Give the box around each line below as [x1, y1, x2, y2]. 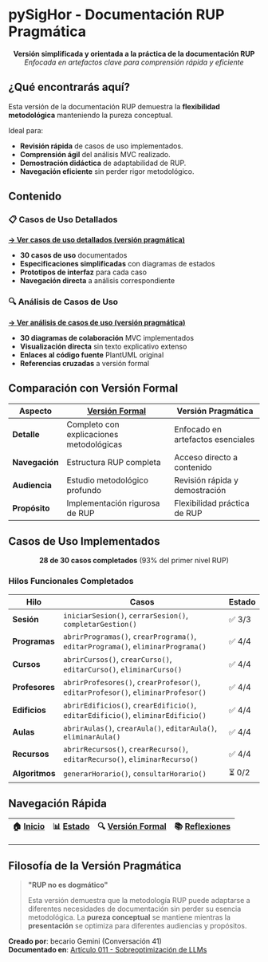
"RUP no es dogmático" [27, 880, 108, 890]
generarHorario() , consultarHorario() [63, 768, 207, 779]
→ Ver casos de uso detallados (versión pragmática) [8, 235, 186, 245]
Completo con [66, 419, 120, 430]
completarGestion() [63, 620, 137, 629]
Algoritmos [12, 768, 56, 779]
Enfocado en [174, 424, 222, 435]
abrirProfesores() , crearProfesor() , [63, 676, 201, 688]
